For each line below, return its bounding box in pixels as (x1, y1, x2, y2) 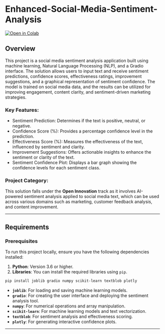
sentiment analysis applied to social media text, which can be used (24, 194, 160, 200)
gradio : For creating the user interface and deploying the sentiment (12, 292, 149, 299)
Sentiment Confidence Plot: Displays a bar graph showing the (12, 160, 137, 166)
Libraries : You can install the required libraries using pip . (12, 269, 128, 275)
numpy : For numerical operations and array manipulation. (12, 303, 126, 309)
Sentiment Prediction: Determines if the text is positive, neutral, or (12, 118, 146, 124)
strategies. (5, 94, 27, 100)
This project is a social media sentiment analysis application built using (5, 58, 149, 64)
